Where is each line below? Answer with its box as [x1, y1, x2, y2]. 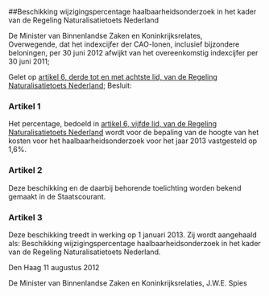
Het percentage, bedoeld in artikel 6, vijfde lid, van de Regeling [8, 119, 217, 129]
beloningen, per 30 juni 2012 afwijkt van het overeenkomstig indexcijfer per [8, 48, 259, 57]
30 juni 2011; [8, 56, 50, 66]
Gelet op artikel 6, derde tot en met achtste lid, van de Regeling [8, 72, 217, 81]
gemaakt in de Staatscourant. [8, 191, 106, 201]
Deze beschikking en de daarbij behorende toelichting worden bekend [8, 183, 242, 192]
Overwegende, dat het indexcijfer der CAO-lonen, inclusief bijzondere [8, 39, 240, 49]
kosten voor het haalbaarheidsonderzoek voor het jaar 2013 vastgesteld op [8, 136, 258, 146]
